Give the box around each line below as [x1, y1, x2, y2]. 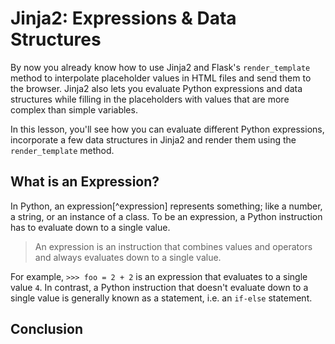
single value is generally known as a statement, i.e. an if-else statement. [10, 292, 313, 304]
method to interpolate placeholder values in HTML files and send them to [10, 72, 312, 84]
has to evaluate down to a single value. [10, 221, 171, 233]
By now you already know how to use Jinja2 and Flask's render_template [10, 61, 311, 73]
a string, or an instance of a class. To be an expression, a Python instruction [10, 210, 323, 222]
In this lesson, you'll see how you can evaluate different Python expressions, [10, 123, 325, 135]
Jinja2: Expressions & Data [10, 7, 237, 30]
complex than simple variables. [10, 103, 138, 116]
